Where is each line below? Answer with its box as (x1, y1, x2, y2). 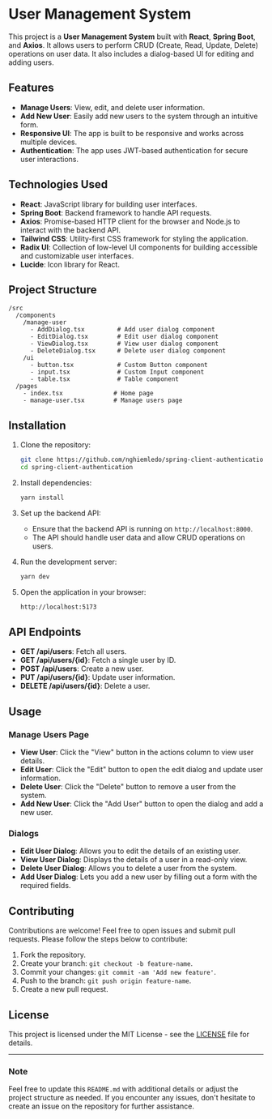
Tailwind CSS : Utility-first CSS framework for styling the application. (19, 233, 249, 243)
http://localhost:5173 (19, 603, 97, 611)
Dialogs (8, 827, 39, 839)
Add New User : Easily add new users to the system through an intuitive (19, 111, 258, 121)
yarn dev (19, 572, 50, 580)
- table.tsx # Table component (29, 375, 180, 383)
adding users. (8, 58, 54, 67)
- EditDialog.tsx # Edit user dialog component (29, 333, 219, 341)
